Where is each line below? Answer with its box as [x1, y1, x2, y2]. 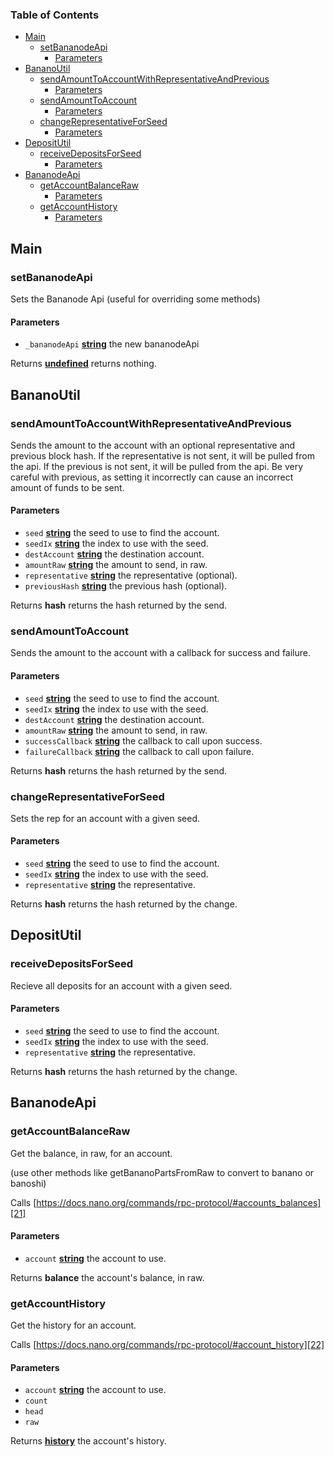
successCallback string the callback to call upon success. [24, 734, 263, 747]
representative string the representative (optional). [24, 569, 238, 582]
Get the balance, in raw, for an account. [10, 1147, 173, 1159]
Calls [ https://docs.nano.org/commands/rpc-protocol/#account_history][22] [10, 1339, 325, 1351]
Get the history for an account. [10, 1319, 137, 1332]
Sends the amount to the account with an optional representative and [10, 439, 296, 451]
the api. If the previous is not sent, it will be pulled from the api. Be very [10, 460, 304, 472]
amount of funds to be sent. [10, 481, 125, 493]
